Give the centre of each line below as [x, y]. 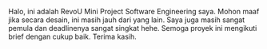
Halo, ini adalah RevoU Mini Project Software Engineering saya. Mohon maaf [134, 11]
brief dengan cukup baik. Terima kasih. [73, 36]
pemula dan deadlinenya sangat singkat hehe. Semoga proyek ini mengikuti [133, 28]
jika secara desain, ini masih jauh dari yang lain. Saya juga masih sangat [127, 20]
